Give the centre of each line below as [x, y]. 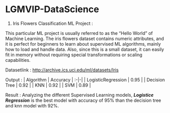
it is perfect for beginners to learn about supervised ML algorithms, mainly [83, 44]
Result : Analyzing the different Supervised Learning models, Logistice [79, 95]
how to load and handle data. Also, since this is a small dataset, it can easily [85, 49]
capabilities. [18, 60]
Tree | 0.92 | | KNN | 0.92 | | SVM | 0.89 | [48, 85]
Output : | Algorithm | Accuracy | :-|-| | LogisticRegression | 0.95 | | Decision [85, 80]
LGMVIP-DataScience [52, 9]
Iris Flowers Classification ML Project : [53, 23]
